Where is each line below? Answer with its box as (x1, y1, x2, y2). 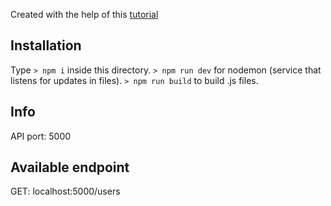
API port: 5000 (10, 130, 72, 142)
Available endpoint (10, 159, 130, 176)
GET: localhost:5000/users (10, 185, 121, 198)
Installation (10, 37, 82, 54)
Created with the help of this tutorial (10, 9, 159, 20)
